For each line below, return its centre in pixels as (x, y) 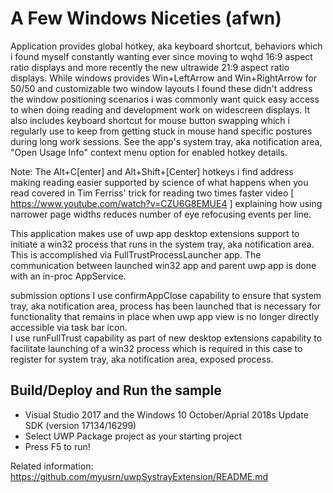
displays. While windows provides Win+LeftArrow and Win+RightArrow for (163, 78)
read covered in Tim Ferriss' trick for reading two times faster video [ (152, 193)
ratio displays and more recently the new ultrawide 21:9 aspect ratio (150, 67)
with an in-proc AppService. (68, 276)
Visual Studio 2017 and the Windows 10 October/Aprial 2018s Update (166, 414)
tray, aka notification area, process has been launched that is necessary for (166, 306)
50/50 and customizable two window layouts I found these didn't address (161, 88)
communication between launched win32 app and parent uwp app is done (163, 265)
